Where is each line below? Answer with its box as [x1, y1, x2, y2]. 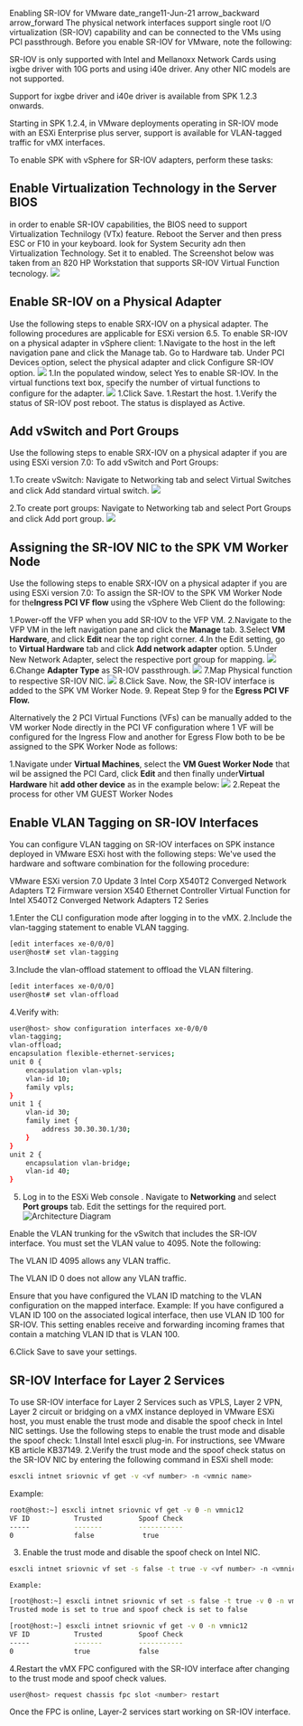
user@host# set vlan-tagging [9, 948, 119, 957]
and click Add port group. [9, 514, 105, 524]
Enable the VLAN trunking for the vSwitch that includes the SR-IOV [9, 1229, 257, 1240]
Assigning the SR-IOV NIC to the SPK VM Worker [9, 540, 289, 555]
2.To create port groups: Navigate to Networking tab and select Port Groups [9, 503, 291, 514]
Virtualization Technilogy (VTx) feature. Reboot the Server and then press [9, 228, 282, 239]
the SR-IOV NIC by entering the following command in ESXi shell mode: [9, 1455, 274, 1465]
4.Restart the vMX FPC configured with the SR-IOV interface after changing [9, 1663, 290, 1674]
